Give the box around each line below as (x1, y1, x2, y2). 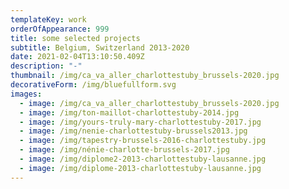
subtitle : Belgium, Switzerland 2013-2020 (10, 42, 190, 53)
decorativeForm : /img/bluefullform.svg (10, 80, 177, 90)
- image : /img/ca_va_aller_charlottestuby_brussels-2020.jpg (19, 98, 280, 108)
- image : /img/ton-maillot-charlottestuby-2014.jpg (19, 107, 240, 118)
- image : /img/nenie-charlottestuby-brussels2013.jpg (19, 126, 248, 136)
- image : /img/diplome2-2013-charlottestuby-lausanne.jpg (19, 154, 267, 164)
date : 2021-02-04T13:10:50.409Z (10, 52, 145, 62)
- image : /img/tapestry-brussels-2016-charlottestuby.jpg (19, 136, 267, 146)
